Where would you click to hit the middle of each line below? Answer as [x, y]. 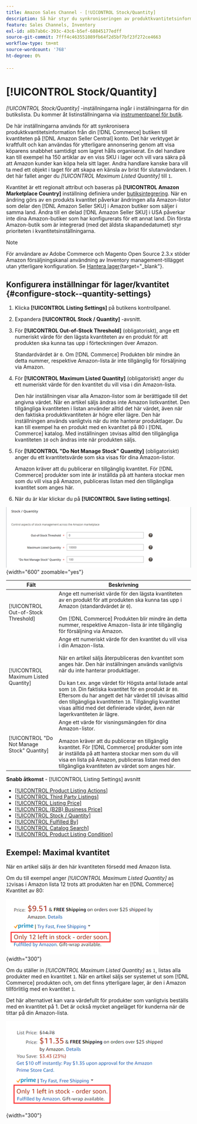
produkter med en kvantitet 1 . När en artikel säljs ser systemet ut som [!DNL [98, 976]
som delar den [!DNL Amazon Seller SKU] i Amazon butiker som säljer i [92, 206]
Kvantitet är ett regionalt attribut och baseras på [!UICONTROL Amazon [93, 187]
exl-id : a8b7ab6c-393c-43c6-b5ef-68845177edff [64, 31]
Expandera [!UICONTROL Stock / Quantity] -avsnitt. [78, 319]
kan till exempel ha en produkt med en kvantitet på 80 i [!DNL [89, 427]
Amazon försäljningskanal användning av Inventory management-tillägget [95, 260]
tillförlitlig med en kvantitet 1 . [41, 989]
